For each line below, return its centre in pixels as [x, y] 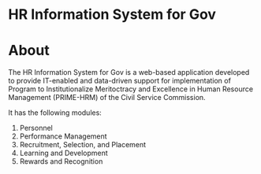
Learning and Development [63, 153]
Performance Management [63, 136]
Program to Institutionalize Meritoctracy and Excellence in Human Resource [131, 89]
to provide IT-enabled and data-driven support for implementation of [119, 81]
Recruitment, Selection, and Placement [83, 145]
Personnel [36, 128]
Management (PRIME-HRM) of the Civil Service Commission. [107, 98]
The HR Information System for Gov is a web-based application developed [129, 72]
